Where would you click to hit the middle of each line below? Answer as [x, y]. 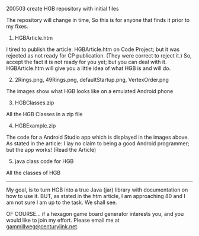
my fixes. [17, 26]
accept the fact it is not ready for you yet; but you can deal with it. [86, 62]
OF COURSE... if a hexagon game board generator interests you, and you [95, 214]
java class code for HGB [44, 161]
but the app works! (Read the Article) [51, 150]
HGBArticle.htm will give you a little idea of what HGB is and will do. [89, 68]
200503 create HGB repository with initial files [63, 9]
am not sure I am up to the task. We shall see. [62, 202]
